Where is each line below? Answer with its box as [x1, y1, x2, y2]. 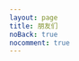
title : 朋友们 [9, 22, 58, 30]
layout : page [9, 13, 58, 22]
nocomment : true [9, 38, 70, 48]
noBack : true [9, 30, 58, 39]
